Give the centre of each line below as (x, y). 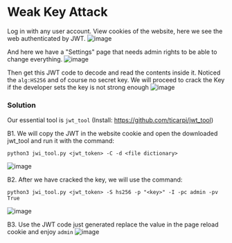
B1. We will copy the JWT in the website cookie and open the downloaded (113, 134)
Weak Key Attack (57, 12)
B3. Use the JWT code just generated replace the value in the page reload (113, 224)
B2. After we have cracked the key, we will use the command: (95, 179)
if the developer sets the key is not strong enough (78, 87)
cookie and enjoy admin (41, 232)
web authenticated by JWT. (46, 38)
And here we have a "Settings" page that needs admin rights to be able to (112, 52)
